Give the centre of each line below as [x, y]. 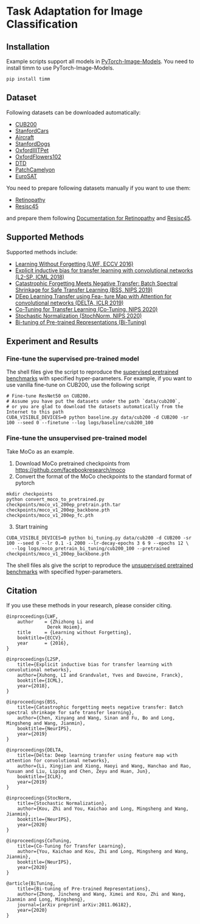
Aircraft [25, 137]
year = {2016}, [43, 643]
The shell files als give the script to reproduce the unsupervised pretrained [100, 565]
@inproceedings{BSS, [33, 702]
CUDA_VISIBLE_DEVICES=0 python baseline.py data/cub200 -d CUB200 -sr [98, 417]
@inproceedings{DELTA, [35, 750]
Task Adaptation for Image [74, 11]
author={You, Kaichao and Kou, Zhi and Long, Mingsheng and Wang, [103, 852]
